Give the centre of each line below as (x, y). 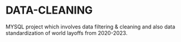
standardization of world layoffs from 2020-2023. (67, 33)
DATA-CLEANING (49, 10)
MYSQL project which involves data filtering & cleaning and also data (90, 27)
